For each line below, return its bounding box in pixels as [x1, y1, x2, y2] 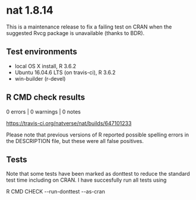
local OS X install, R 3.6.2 [14, 62, 77, 69]
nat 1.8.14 [6, 4, 53, 17]
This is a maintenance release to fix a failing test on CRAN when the [6, 23, 172, 30]
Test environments [6, 47, 77, 57]
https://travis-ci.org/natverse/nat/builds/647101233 [6, 119, 132, 126]
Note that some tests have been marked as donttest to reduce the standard [6, 170, 190, 177]
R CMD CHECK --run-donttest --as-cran [6, 188, 105, 195]
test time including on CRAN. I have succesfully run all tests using [6, 176, 167, 184]
